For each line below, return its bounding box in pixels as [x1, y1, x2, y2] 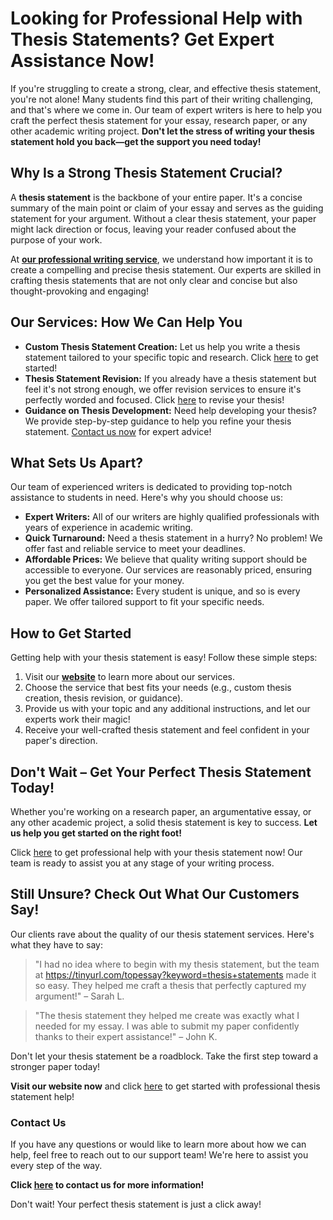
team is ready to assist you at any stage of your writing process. [10, 857, 275, 869]
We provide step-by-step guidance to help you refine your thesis [24, 415, 292, 427]
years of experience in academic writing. [24, 522, 194, 534]
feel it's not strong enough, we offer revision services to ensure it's [24, 383, 302, 395]
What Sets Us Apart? [10, 454, 144, 471]
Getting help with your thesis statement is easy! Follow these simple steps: [10, 652, 318, 664]
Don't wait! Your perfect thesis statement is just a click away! [10, 1198, 262, 1211]
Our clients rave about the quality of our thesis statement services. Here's [10, 928, 315, 940]
